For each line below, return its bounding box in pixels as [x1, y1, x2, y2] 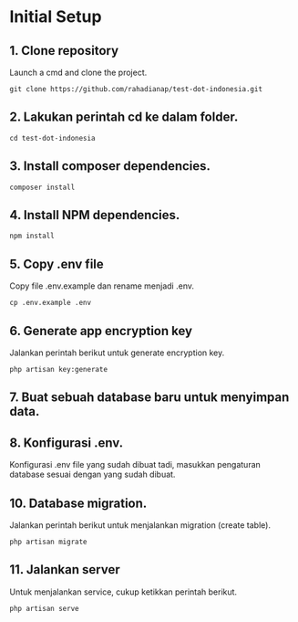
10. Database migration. [9, 495, 148, 511]
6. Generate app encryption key [9, 322, 193, 339]
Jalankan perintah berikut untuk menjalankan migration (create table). [9, 520, 272, 531]
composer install [9, 183, 76, 192]
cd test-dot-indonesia [9, 133, 96, 142]
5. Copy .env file [9, 256, 105, 271]
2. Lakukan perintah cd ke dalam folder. [9, 110, 239, 125]
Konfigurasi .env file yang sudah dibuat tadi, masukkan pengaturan [9, 459, 262, 470]
